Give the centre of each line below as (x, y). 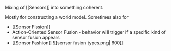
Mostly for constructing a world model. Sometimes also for (67, 17)
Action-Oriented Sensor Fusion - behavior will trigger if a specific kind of (89, 32)
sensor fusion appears (36, 38)
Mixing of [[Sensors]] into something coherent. (54, 7)
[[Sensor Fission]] (31, 27)
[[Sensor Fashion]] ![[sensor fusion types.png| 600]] (68, 43)
